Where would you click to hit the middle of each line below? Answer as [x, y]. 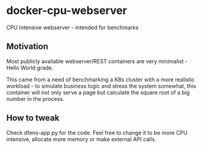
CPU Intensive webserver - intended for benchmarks [72, 27]
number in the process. [36, 99]
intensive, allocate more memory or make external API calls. [81, 139]
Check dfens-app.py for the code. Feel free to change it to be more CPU [97, 133]
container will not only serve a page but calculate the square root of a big [98, 92]
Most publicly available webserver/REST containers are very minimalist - [97, 61]
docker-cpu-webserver [67, 11]
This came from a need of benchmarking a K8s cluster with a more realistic [101, 79]
